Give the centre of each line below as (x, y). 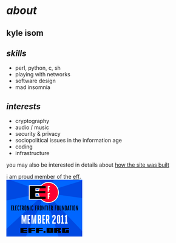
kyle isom (25, 33)
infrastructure (32, 153)
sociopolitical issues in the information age (69, 141)
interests (24, 106)
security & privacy (38, 134)
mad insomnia (32, 87)
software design (35, 81)
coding (24, 147)
